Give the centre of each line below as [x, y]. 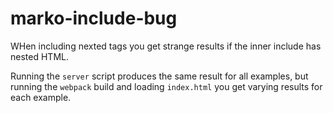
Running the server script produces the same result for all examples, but [159, 76]
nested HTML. [39, 56]
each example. [41, 97]
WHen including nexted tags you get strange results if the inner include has [166, 46]
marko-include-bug [94, 18]
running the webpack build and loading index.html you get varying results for [166, 86]
